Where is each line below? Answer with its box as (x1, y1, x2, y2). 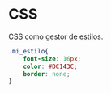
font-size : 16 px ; (23, 54, 82, 63)
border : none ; (23, 70, 70, 78)
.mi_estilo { (8, 47, 49, 55)
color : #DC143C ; (23, 62, 79, 70)
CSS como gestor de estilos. (8, 32, 104, 41)
